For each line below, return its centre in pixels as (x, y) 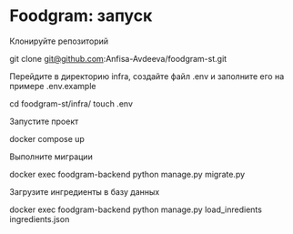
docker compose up (47, 138)
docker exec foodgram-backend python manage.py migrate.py (127, 174)
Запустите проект (44, 121)
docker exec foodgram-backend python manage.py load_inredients (136, 209)
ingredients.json (40, 219)
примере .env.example (53, 86)
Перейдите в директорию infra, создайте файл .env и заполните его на (147, 76)
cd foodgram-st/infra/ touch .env (71, 103)
